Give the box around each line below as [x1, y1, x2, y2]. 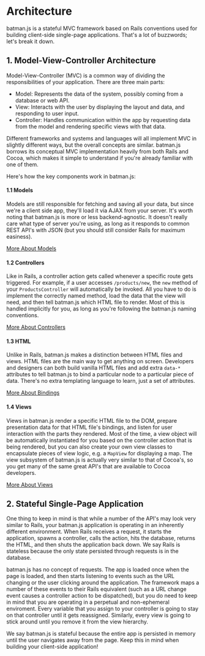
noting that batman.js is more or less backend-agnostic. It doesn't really [6, 213, 188, 220]
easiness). [6, 233, 32, 240]
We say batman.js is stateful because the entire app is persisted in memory [6, 630, 196, 638]
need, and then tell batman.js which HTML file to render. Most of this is [6, 299, 185, 306]
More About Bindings [6, 389, 60, 396]
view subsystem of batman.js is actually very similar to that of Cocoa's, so [6, 456, 193, 463]
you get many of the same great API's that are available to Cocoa [6, 462, 170, 470]
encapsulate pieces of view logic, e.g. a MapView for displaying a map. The [6, 449, 193, 457]
